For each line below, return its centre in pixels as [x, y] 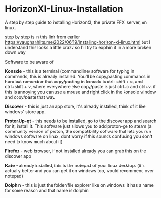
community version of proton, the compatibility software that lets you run [78, 131]
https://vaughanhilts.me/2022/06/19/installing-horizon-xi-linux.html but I [78, 42]
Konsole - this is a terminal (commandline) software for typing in [70, 71]
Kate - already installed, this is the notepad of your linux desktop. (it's [75, 165]
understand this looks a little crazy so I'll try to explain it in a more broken [78, 47]
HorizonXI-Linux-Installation [64, 9]
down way [15, 52]
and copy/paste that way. [30, 97]
